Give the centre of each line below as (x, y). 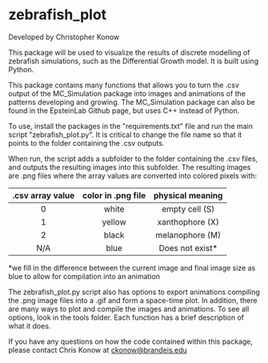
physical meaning (188, 196)
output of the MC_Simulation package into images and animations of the (127, 93)
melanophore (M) (188, 235)
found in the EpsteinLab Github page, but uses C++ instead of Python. (124, 111)
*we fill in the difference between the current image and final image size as (132, 268)
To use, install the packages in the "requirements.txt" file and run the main (131, 126)
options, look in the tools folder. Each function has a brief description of (126, 317)
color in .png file (114, 196)
